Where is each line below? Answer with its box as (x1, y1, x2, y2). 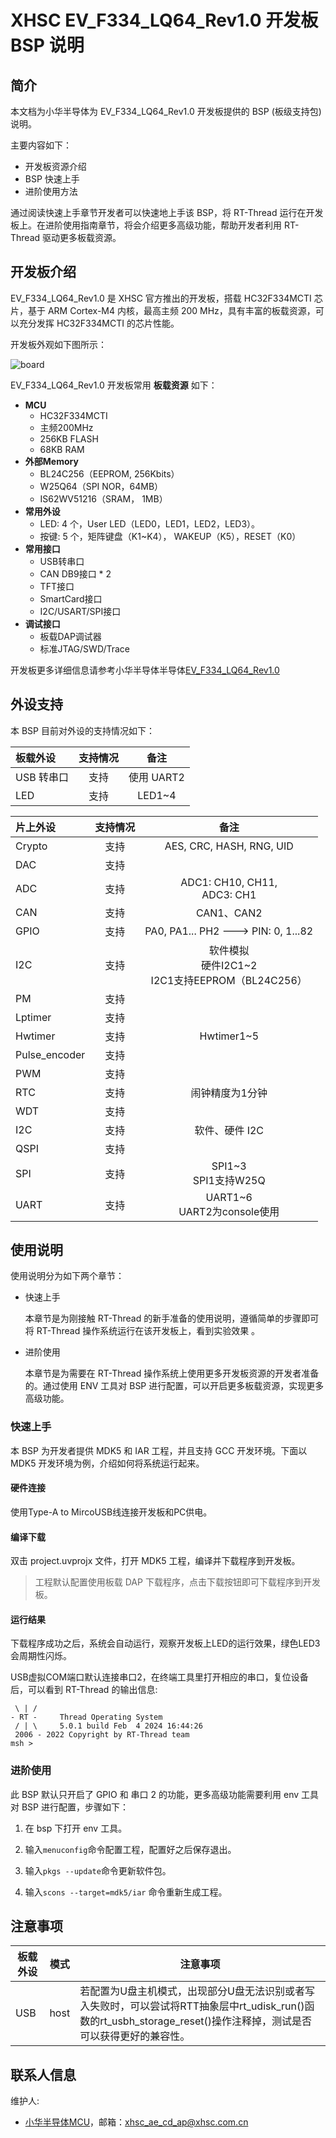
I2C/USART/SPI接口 (39, 605, 122, 617)
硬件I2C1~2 (200, 958, 258, 972)
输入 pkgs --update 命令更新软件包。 (24, 1864, 172, 1876)
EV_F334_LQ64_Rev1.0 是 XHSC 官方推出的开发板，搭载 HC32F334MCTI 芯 (10, 292, 323, 304)
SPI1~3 (211, 1159, 247, 1173)
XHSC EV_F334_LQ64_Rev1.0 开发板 (10, 9, 319, 32)
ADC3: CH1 (201, 887, 257, 901)
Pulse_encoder (15, 1047, 86, 1061)
